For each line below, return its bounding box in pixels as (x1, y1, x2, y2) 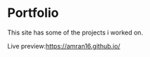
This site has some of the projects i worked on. (7, 28, 143, 37)
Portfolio (7, 5, 59, 21)
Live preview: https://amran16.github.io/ (7, 42, 121, 50)
